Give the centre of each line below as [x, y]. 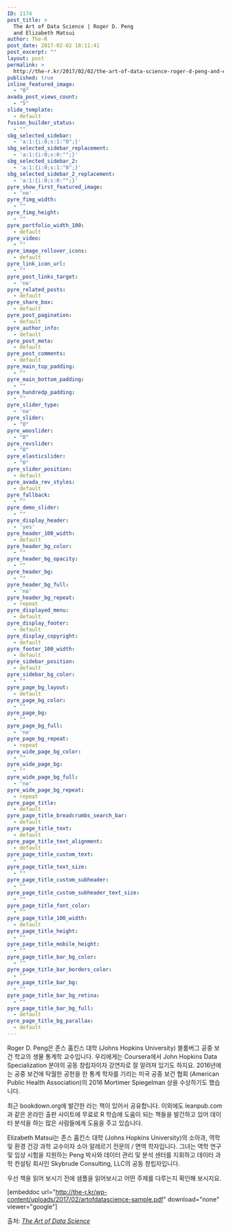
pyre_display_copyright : [43, 636]
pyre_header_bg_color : [40, 546]
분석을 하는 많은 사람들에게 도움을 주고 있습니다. [78, 1123]
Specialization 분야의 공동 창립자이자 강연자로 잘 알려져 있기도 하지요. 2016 [109, 1065]
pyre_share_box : [30, 302]
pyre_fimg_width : [32, 200]
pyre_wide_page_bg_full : [43, 777]
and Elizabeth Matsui [44, 33]
